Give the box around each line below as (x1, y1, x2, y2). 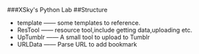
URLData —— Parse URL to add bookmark (16, 40, 137, 48)
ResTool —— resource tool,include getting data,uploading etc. (16, 26, 193, 34)
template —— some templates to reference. (16, 19, 141, 26)
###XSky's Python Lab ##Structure (7, 6, 108, 13)
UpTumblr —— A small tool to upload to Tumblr (16, 33, 150, 41)
